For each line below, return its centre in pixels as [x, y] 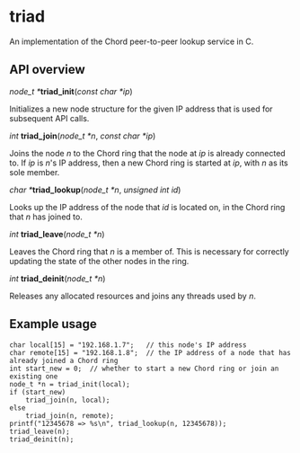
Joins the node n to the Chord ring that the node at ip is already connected [147, 153]
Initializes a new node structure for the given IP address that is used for [141, 109]
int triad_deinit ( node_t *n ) [57, 278]
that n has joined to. [46, 217]
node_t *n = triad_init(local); [70, 384]
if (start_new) [38, 392]
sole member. [35, 172]
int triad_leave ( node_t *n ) [57, 234]
